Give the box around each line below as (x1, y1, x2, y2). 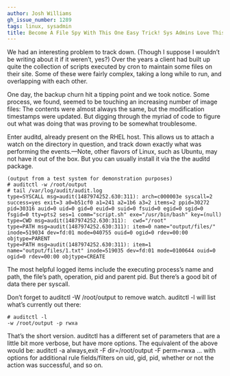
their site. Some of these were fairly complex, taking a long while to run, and (7, 70, 222, 78)
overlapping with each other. (7, 77, 88, 86)
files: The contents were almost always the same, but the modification (7, 105, 205, 113)
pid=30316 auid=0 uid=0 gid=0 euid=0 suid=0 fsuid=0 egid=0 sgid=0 (7, 205, 204, 213)
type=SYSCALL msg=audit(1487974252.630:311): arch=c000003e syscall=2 (7, 193, 213, 200)
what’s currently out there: (7, 301, 81, 309)
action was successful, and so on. (7, 361, 103, 369)
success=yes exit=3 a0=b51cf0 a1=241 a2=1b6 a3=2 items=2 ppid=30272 (7, 200, 210, 207)
